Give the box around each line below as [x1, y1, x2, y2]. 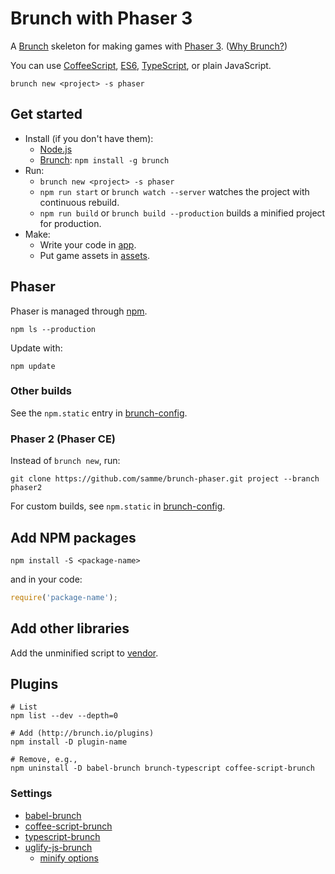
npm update [10, 361, 56, 371]
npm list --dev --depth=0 [10, 711, 118, 721]
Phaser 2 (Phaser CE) [10, 432, 117, 446]
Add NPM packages [10, 529, 137, 546]
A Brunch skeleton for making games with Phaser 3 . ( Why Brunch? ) [10, 40, 288, 52]
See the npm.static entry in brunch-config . [10, 407, 188, 419]
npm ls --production [10, 324, 97, 334]
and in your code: [10, 573, 83, 585]
